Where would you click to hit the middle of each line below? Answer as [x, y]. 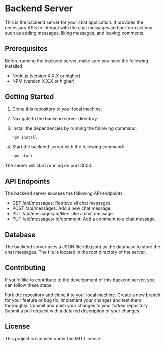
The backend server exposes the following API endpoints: [65, 193]
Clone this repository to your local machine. [57, 109]
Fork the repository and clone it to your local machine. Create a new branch [83, 295]
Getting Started [30, 97]
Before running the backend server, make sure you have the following [77, 61]
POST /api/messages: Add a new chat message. [62, 208]
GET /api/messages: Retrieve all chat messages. [62, 203]
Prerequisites [26, 49]
